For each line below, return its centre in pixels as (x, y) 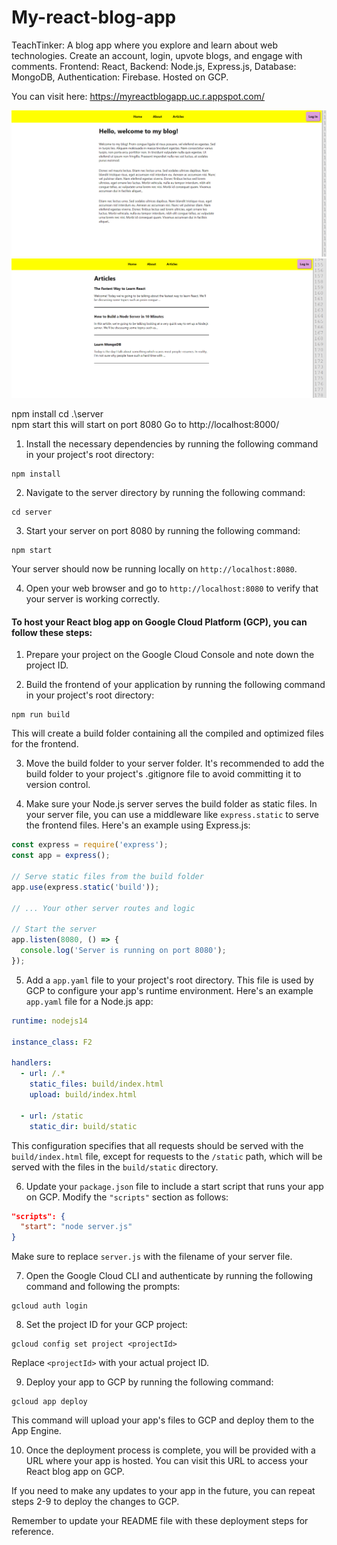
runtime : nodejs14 (49, 1021)
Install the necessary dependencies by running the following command (172, 444)
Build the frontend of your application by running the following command (175, 685)
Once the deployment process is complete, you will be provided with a (170, 1450)
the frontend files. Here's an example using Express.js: (138, 825)
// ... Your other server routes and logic (103, 908)
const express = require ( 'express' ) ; (90, 845)
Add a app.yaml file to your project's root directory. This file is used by (169, 980)
